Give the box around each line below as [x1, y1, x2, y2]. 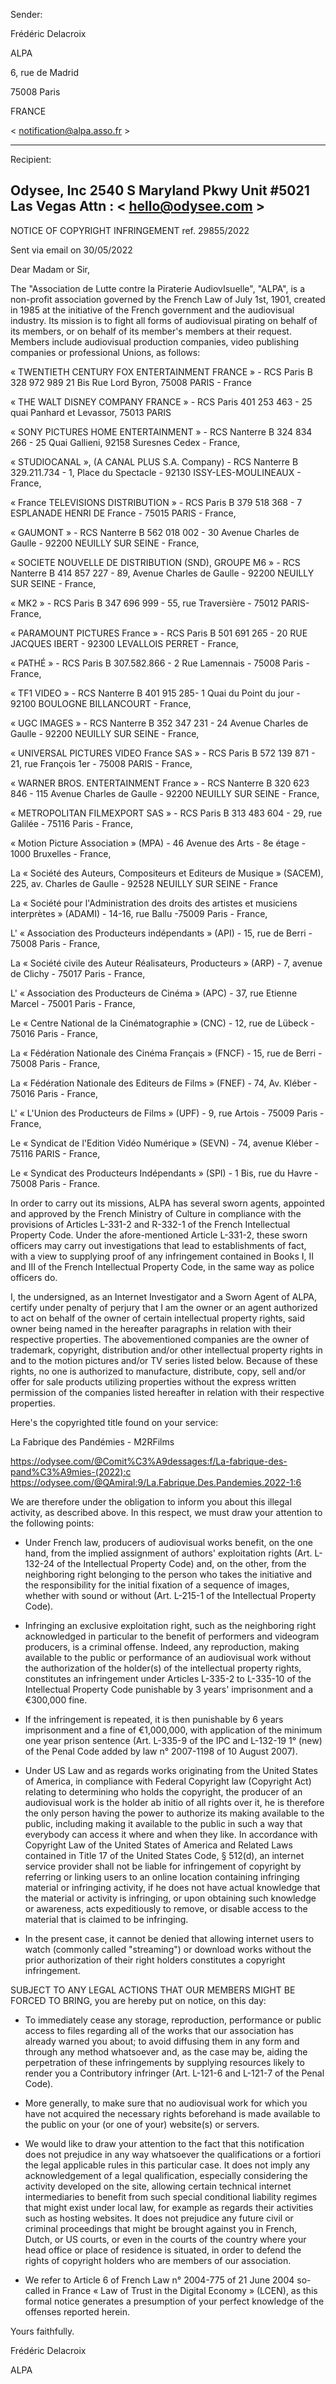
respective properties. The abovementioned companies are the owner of [10, 1333, 310, 1345]
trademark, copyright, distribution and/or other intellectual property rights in [10, 1344, 323, 1356]
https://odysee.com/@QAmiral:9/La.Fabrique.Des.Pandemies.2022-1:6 [10, 1476, 302, 1488]
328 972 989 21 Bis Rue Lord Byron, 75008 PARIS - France [10, 376, 252, 388]
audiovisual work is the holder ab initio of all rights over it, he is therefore [24, 1796, 325, 1808]
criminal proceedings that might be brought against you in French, [24, 2222, 298, 2234]
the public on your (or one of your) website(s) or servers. [24, 2118, 260, 2130]
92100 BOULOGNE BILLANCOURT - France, [10, 697, 192, 709]
